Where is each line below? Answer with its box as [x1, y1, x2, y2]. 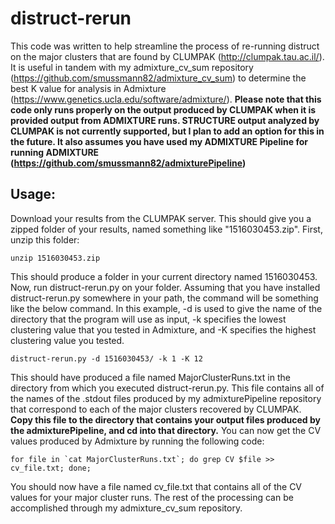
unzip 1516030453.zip [10, 253, 101, 263]
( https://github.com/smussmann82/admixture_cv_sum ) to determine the [10, 72, 307, 84]
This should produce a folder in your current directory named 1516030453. [10, 270, 318, 282]
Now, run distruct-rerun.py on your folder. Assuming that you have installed [10, 281, 321, 293]
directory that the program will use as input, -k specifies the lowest [10, 313, 287, 325]
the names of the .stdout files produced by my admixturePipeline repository [10, 392, 322, 404]
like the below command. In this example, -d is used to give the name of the [10, 302, 323, 314]
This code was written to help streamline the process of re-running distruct [10, 40, 320, 52]
